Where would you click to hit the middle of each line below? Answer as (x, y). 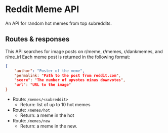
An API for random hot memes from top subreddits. (59, 23)
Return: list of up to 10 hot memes (55, 104)
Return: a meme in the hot (47, 115)
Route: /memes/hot (31, 110)
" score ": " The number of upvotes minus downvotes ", (70, 80)
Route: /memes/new (31, 121)
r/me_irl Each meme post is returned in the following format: (68, 57)
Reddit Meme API (42, 9)
